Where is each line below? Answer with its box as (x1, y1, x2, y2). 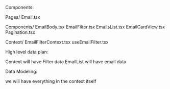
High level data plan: (5, 49, 48, 55)
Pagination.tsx (5, 29, 36, 35)
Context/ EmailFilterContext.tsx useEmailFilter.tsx (5, 39, 109, 45)
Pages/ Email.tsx (5, 14, 40, 20)
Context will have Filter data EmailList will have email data (5, 59, 127, 65)
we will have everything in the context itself (5, 78, 96, 84)
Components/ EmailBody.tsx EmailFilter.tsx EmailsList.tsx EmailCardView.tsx (5, 24, 165, 30)
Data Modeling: (5, 68, 37, 74)
